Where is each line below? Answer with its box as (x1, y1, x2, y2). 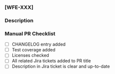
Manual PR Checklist (4, 30, 56, 37)
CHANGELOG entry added (11, 41, 66, 48)
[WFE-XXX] (4, 4, 34, 11)
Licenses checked (11, 52, 49, 58)
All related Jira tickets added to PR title (11, 58, 91, 64)
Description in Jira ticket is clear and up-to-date (11, 63, 110, 70)
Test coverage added (11, 47, 56, 53)
